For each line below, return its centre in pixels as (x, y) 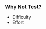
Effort (18, 22)
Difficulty (22, 17)
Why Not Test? (23, 7)
